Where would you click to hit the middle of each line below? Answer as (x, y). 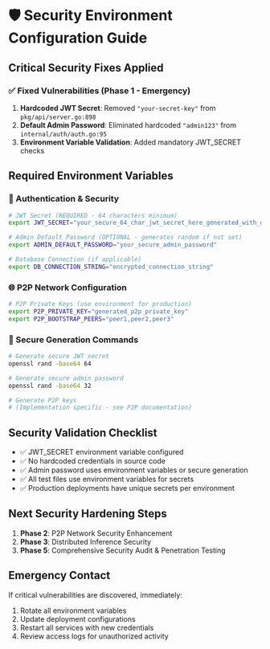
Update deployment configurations (78, 618)
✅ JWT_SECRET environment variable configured (102, 452)
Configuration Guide (78, 38)
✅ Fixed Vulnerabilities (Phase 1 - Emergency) (100, 91)
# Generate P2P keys (43, 400)
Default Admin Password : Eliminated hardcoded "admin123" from (128, 124)
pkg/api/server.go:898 (58, 117)
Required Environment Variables (91, 176)
